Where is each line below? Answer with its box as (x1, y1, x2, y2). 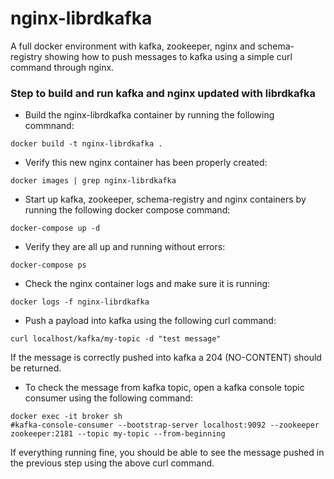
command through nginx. (10, 61, 115, 73)
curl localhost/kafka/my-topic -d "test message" (10, 334, 222, 344)
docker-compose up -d (10, 223, 101, 234)
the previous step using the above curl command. (10, 457, 215, 469)
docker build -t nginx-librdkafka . (10, 139, 163, 149)
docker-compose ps (10, 260, 87, 271)
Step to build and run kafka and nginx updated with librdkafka (10, 86, 317, 100)
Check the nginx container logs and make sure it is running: (24, 278, 271, 290)
